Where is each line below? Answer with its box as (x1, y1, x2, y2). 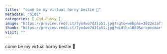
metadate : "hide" (5, 12, 41, 17)
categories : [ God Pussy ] (5, 16, 61, 21)
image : (5, 21, 19, 26)
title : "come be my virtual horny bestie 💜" (5, 7, 101, 12)
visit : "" (5, 30, 26, 35)
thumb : (5, 26, 19, 30)
